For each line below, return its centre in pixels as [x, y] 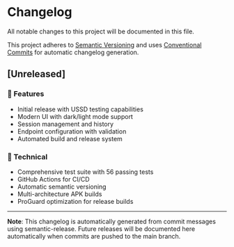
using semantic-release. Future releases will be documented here [101, 229]
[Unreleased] [37, 74]
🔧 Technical [28, 157]
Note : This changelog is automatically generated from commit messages [111, 221]
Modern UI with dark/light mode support [75, 116]
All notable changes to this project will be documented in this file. [101, 31]
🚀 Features [26, 94]
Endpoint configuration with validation [72, 131]
